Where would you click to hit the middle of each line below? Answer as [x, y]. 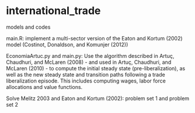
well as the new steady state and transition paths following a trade [86, 74]
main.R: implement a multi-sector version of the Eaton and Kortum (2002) [94, 38]
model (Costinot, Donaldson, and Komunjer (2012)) [67, 44]
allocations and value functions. [44, 87]
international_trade [53, 11]
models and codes [28, 27]
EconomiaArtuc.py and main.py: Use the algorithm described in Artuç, [90, 56]
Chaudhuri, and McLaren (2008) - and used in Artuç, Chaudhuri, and [89, 62]
